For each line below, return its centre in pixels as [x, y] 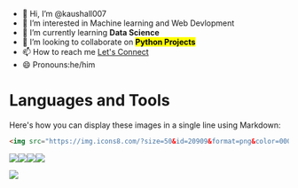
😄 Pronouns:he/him [59, 65]
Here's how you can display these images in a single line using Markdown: [145, 125]
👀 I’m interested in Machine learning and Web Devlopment [128, 23]
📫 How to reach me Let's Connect [85, 52]
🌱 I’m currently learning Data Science [90, 32]
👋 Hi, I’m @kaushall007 [64, 14]
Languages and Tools [90, 101]
